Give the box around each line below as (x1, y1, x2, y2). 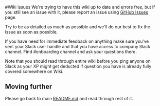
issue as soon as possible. (5, 29, 58, 35)
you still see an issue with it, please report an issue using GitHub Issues (5, 9, 148, 15)
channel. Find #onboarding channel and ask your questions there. (5, 49, 137, 54)
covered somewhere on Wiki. (5, 69, 64, 74)
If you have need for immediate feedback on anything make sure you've (5, 38, 149, 44)
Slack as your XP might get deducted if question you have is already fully (5, 63, 152, 69)
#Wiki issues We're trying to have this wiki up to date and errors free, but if (5, 4, 155, 10)
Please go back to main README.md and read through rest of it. (5, 95, 134, 101)
